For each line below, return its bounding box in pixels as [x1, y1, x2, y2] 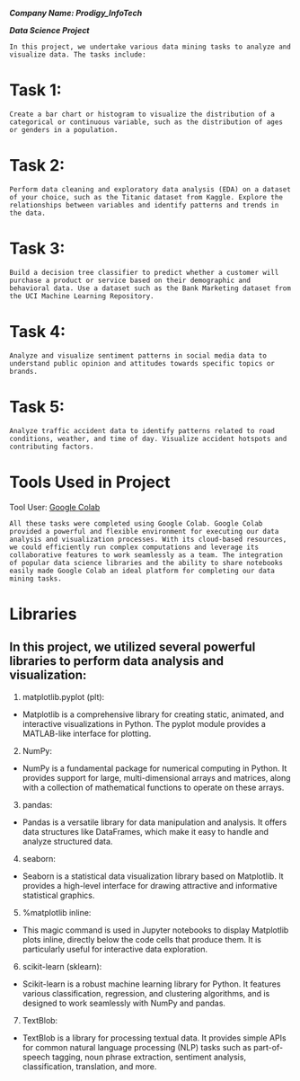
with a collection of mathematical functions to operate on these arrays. [22, 782, 285, 793]
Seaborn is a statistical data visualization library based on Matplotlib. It [22, 871, 285, 882]
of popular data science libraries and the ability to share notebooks [9, 558, 283, 567]
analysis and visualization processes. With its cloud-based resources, [9, 535, 287, 544]
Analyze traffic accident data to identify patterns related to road [9, 426, 276, 435]
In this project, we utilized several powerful [9, 640, 256, 655]
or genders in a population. [9, 125, 119, 134]
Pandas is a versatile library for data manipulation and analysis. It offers [22, 817, 287, 828]
